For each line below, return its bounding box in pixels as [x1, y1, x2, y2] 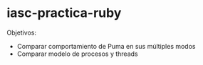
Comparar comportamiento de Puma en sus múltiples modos [16, 42, 196, 50]
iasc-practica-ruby [6, 5, 122, 21]
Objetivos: [6, 28, 37, 37]
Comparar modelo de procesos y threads [16, 49, 138, 58]
